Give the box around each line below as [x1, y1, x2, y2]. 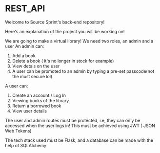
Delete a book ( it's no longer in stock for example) [12, 58, 114, 64]
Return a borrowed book [12, 103, 61, 109]
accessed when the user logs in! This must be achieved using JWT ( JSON [5, 123, 155, 129]
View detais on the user [12, 63, 60, 69]
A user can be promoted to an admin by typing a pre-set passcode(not [12, 68, 155, 74]
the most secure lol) [12, 73, 53, 79]
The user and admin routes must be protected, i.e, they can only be [5, 117, 140, 123]
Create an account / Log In [12, 92, 66, 98]
